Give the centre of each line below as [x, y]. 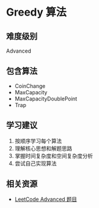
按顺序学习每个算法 [38, 140]
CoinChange [30, 86]
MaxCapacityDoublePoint [46, 99]
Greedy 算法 [36, 12]
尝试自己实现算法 [36, 163]
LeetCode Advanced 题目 [46, 199]
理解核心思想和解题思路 [43, 148]
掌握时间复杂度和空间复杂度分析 [54, 155]
